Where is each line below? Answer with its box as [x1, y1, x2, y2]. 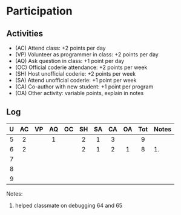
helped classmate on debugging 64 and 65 [15, 202, 123, 209]
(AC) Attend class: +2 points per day [15, 44, 106, 51]
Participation [6, 4, 73, 18]
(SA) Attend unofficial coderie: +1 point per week [15, 77, 137, 84]
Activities [6, 28, 44, 39]
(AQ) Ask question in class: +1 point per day [15, 58, 125, 64]
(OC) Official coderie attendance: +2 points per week [15, 64, 148, 71]
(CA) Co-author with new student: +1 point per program [15, 83, 154, 90]
